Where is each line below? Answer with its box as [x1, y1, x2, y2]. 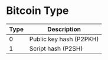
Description [47, 25, 81, 33]
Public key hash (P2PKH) [29, 35, 99, 43]
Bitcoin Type [6, 4, 69, 17]
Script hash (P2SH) [29, 44, 83, 52]
